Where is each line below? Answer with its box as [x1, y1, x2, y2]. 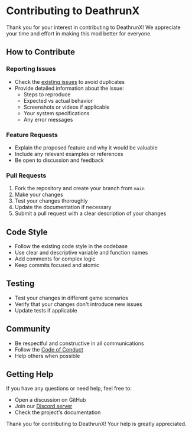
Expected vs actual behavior [23, 97, 93, 104]
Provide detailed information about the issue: [14, 84, 124, 92]
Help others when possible [14, 352, 80, 359]
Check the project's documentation [14, 409, 101, 416]
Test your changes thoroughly [14, 197, 88, 204]
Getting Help [6, 369, 54, 379]
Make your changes [14, 191, 63, 198]
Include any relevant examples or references [14, 150, 123, 157]
